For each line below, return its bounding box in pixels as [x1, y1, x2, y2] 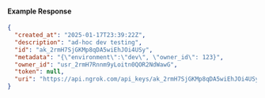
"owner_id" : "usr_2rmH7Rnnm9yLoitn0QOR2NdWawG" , [14, 60, 178, 69]
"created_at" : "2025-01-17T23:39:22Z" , [14, 32, 146, 40]
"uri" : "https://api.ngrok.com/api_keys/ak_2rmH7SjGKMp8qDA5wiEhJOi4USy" [14, 75, 263, 83]
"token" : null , [14, 68, 65, 76]
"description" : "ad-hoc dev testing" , [14, 38, 143, 47]
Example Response [7, 6, 72, 16]
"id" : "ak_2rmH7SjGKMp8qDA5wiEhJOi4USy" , [14, 46, 153, 54]
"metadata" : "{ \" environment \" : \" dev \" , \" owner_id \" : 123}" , [14, 53, 224, 61]
